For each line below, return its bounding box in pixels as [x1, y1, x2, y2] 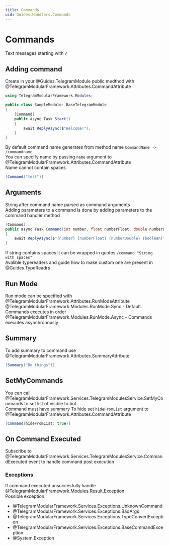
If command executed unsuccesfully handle [5, 483, 96, 489]
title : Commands [5, 7, 39, 13]
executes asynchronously [5, 320, 59, 325]
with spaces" [5, 255, 33, 260]
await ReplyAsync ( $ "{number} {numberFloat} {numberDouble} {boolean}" [14, 236, 165, 241]
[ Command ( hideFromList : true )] [5, 421, 71, 426]
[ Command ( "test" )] [5, 174, 44, 179]
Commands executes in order [5, 309, 66, 315]
